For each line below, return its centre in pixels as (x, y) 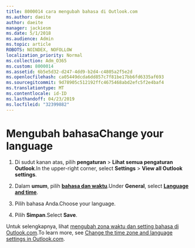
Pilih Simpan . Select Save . (46, 215)
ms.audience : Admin (30, 39)
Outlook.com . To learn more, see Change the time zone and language (90, 233)
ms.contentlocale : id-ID (36, 93)
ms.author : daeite (28, 17)
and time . (26, 192)
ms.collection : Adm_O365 (36, 61)
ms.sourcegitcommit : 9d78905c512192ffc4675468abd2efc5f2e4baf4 (85, 83)
